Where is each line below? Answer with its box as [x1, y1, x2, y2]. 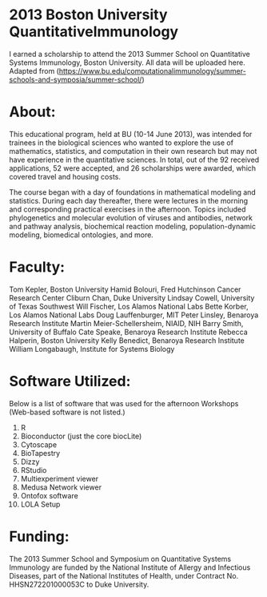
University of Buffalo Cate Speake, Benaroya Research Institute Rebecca [9, 327, 248, 337]
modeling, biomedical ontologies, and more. [9, 230, 154, 240]
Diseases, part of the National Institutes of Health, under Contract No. [9, 571, 239, 580]
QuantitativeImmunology [9, 22, 179, 41]
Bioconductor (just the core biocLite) [20, 431, 142, 441]
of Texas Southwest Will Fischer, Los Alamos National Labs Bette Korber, [9, 301, 249, 311]
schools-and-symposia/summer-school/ [9, 75, 142, 84]
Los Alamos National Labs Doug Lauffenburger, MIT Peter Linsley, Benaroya [9, 310, 259, 320]
